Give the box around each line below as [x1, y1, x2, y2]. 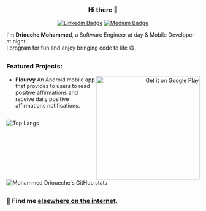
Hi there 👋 [88, 6, 118, 14]
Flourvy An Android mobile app [15, 76, 95, 83]
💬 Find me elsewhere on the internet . [6, 197, 118, 205]
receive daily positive [15, 95, 69, 103]
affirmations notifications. [15, 102, 80, 109]
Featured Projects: [6, 62, 63, 70]
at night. [6, 38, 28, 45]
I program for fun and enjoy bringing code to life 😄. [6, 44, 137, 51]
